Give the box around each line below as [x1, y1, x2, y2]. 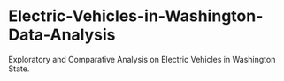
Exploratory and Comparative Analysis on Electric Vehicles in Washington [8, 54, 276, 64]
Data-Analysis [8, 25, 116, 45]
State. [8, 63, 30, 74]
